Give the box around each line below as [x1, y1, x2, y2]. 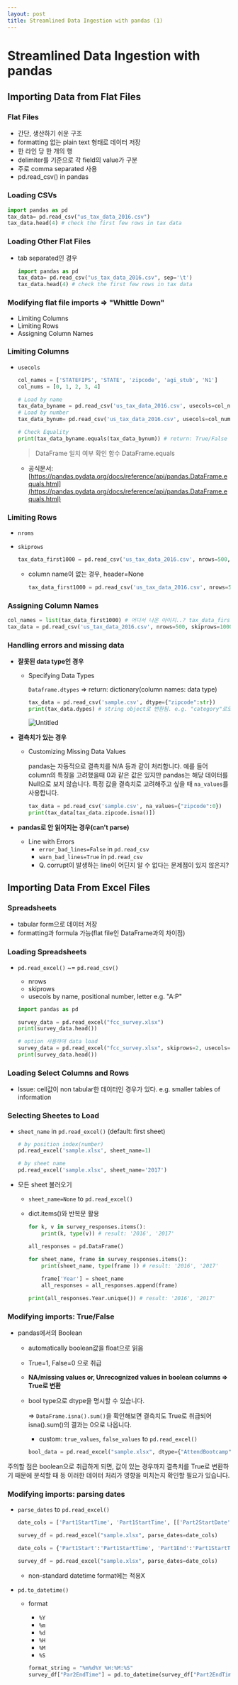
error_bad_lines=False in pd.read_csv [38, 844, 150, 853]
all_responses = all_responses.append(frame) [41, 1282, 178, 1289]
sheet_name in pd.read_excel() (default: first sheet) [17, 1127, 166, 1135]
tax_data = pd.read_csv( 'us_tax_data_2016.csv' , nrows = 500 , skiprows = [7, 623, 220, 631]
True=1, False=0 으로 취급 [28, 1359, 102, 1368]
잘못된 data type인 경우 [17, 658, 84, 666]
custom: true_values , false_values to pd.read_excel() [38, 1435, 198, 1444]
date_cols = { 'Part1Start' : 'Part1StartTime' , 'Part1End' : [17, 1545, 193, 1552]
